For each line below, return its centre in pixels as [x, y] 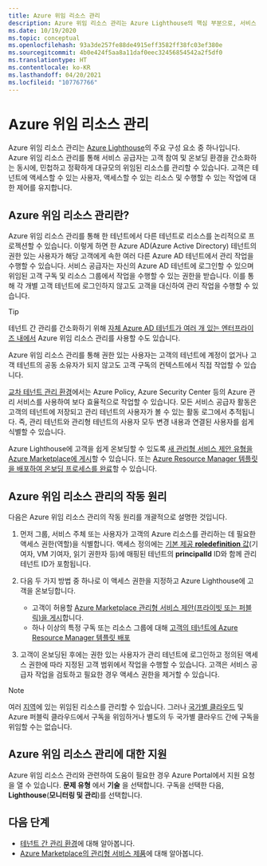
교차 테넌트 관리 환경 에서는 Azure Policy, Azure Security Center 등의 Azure [128, 392]
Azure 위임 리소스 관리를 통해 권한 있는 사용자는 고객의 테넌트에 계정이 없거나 [128, 355]
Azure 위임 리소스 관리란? [69, 215]
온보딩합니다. [55, 591]
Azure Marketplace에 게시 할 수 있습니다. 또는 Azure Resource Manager [122, 459]
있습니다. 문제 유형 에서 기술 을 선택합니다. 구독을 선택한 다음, [129, 785]
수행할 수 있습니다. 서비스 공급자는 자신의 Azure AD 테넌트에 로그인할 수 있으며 [131, 266]
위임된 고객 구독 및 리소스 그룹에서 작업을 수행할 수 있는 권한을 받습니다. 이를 [127, 276]
